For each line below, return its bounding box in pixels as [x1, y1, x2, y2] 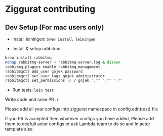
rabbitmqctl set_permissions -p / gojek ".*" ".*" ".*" [5, 78, 122, 83]
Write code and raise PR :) [5, 97, 58, 102]
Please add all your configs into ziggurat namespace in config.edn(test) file [5, 106, 158, 112]
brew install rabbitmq [5, 55, 52, 60]
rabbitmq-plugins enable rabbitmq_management [5, 64, 100, 69]
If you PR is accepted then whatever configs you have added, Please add [5, 116, 154, 122]
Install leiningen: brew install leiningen [12, 36, 95, 42]
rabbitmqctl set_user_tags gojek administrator [5, 73, 105, 78]
